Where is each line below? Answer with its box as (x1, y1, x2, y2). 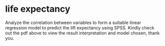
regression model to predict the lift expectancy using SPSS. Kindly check (5, 24, 155, 30)
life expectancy (5, 3, 71, 15)
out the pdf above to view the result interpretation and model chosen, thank (5, 30, 160, 36)
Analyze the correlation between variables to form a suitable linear (5, 20, 142, 25)
